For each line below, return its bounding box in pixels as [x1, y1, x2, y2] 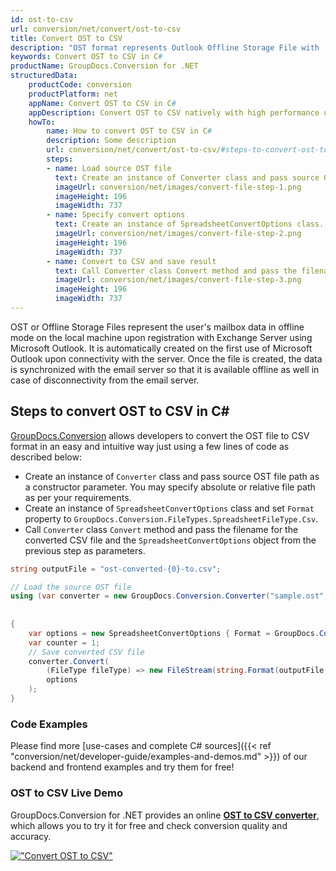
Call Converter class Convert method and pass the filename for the [24, 523, 299, 535]
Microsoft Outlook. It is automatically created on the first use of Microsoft [10, 342, 313, 354]
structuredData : [10, 71, 78, 81]
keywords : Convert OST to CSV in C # [10, 52, 163, 62]
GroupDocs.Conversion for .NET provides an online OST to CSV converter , [10, 809, 320, 821]
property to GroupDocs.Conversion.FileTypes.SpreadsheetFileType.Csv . [24, 512, 319, 525]
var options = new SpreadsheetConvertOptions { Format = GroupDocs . [28, 628, 320, 638]
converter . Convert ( [28, 656, 110, 666]
